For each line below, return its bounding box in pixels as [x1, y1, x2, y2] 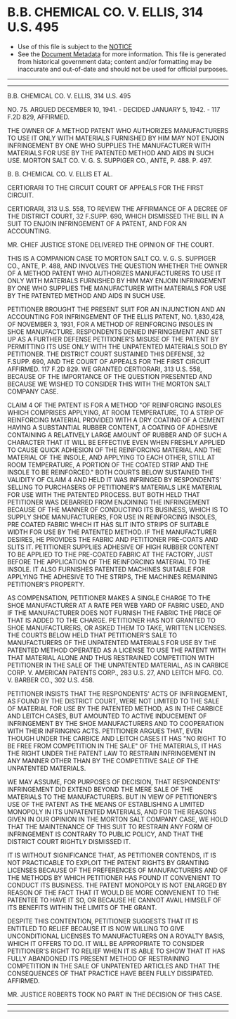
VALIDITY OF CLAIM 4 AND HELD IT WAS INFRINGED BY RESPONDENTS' [7, 475, 222, 483]
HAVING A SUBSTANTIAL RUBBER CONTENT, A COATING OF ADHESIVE [7, 423, 218, 431]
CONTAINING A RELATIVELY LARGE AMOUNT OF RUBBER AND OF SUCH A [7, 430, 228, 439]
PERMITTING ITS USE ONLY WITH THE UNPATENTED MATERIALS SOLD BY [7, 342, 228, 351]
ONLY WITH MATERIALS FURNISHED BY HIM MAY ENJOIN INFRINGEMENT [7, 276, 227, 285]
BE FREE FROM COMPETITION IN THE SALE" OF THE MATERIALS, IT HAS [7, 741, 222, 750]
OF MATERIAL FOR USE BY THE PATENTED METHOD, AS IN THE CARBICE [7, 704, 223, 713]
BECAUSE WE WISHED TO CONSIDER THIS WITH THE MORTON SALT [7, 379, 211, 388]
